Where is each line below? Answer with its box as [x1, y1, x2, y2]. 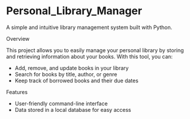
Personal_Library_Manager [6, 4, 142, 18]
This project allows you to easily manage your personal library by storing [6, 46, 184, 54]
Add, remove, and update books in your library [14, 64, 129, 72]
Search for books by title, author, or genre [14, 70, 118, 78]
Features [6, 88, 28, 95]
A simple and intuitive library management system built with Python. [6, 24, 172, 31]
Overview [6, 35, 30, 42]
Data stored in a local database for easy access [14, 106, 132, 113]
